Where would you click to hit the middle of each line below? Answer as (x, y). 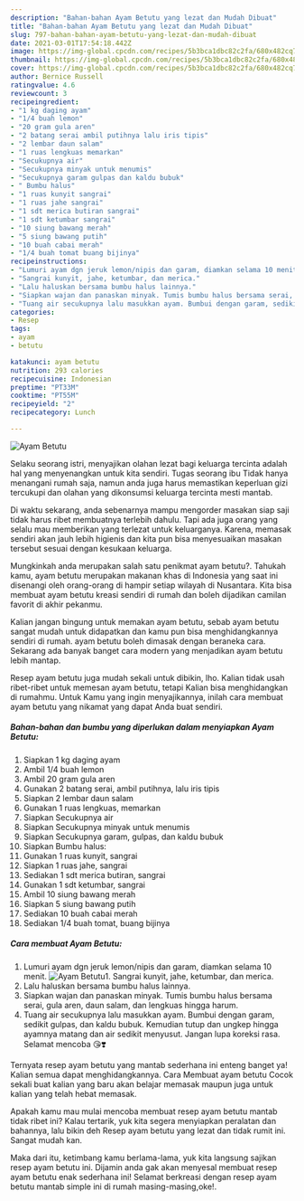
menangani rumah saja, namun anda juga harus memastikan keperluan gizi (149, 482)
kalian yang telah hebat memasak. (74, 1093)
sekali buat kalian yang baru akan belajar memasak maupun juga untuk (142, 1084)
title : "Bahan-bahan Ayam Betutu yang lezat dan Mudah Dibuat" (132, 26)
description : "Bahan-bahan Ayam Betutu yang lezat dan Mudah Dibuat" (144, 18)
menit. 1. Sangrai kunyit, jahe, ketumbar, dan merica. (148, 976)
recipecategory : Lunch (53, 412)
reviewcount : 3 (39, 93)
